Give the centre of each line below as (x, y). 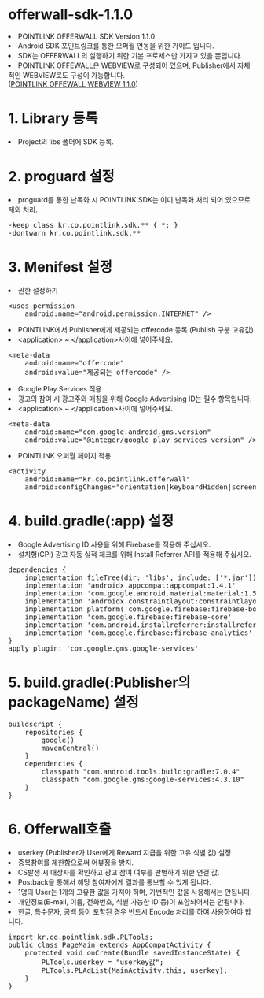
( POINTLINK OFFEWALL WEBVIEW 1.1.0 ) (73, 83)
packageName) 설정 (73, 702)
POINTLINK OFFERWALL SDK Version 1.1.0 (87, 36)
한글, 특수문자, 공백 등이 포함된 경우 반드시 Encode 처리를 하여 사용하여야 (131, 911)
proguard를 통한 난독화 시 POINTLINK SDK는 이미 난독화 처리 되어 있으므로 (135, 199)
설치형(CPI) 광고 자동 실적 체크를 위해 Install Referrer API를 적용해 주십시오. (135, 554)
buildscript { (35, 724)
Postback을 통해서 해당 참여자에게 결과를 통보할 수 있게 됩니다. (115, 882)
